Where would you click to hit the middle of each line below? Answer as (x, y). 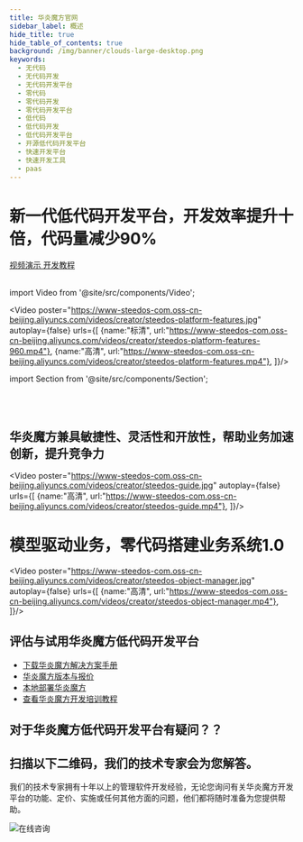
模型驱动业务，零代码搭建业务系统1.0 (147, 545)
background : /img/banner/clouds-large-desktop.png (106, 51)
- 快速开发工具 (42, 160)
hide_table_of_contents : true (66, 43)
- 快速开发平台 (42, 151)
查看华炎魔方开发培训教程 (70, 699)
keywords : (28, 59)
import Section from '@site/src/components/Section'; (109, 379)
